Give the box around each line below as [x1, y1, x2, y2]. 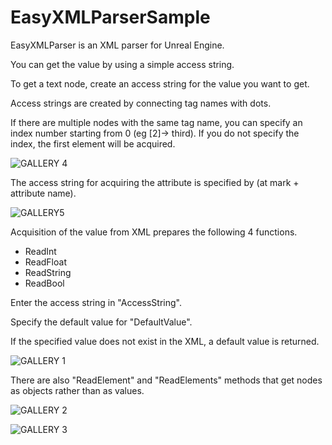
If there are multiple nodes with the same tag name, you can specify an [10, 116, 303, 128]
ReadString [24, 266, 72, 278]
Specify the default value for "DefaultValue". [10, 316, 193, 328]
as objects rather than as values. [10, 384, 145, 396]
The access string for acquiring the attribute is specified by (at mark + [10, 176, 300, 188]
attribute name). [10, 187, 77, 199]
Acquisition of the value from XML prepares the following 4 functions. [10, 226, 298, 238]
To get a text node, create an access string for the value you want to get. [10, 77, 310, 90]
